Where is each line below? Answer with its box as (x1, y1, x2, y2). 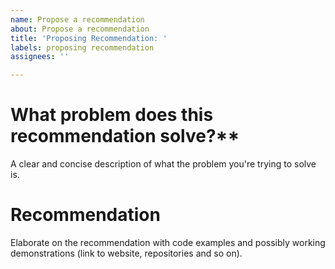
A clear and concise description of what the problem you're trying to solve (10, 158, 317, 170)
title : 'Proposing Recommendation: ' (10, 33, 168, 43)
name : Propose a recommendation (10, 14, 145, 25)
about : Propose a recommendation (10, 24, 150, 34)
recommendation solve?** (10, 125, 240, 148)
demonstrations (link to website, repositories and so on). (10, 247, 243, 259)
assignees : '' (10, 52, 70, 62)
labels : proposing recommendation (10, 42, 155, 53)
